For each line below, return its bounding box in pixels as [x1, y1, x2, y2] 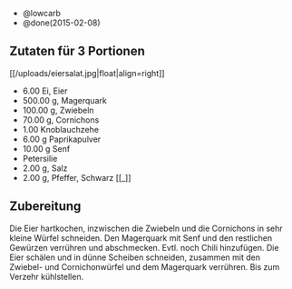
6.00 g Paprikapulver [22, 134, 102, 144]
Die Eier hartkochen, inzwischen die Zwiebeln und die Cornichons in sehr [9, 223, 283, 234]
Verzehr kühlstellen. [9, 271, 84, 282]
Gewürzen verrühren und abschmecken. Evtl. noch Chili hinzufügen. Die [9, 242, 279, 253]
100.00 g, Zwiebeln [22, 105, 94, 115]
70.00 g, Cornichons [22, 114, 100, 125]
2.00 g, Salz [22, 163, 68, 174]
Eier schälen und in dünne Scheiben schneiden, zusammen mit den [9, 252, 261, 263]
